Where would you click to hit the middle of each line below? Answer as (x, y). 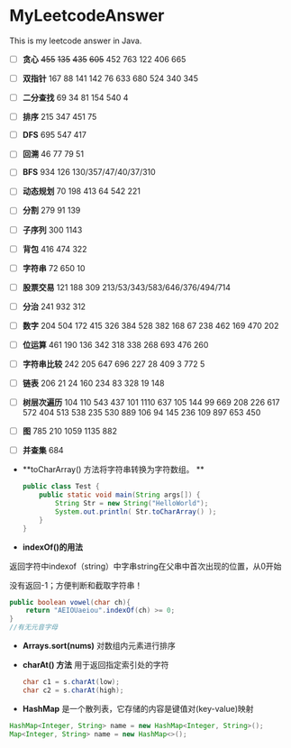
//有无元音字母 (34, 627)
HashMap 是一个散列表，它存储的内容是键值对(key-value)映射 (138, 708)
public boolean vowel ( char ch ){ (70, 602)
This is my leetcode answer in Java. (76, 41)
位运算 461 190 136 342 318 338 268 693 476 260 (115, 344)
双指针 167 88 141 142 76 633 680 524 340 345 (110, 78)
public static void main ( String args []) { (120, 495)
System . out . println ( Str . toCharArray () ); (136, 511)
